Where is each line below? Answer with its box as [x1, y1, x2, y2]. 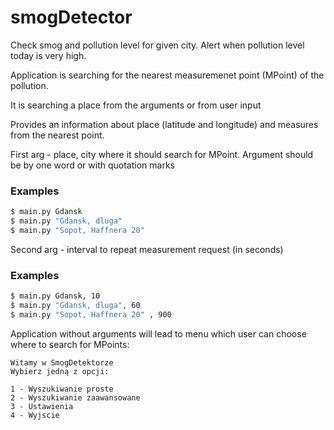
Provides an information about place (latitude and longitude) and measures [10, 118, 319, 130]
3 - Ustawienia [10, 401, 74, 411]
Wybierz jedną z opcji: [10, 366, 110, 376]
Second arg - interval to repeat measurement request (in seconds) [10, 243, 284, 255]
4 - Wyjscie [10, 410, 60, 420]
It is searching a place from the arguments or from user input [10, 99, 262, 111]
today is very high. [10, 49, 87, 61]
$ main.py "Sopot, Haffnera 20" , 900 [10, 309, 172, 320]
